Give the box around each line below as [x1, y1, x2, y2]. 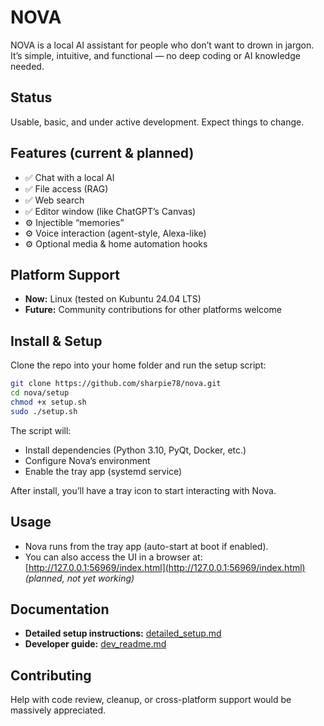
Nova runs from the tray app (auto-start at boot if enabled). [24, 540, 269, 552]
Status [10, 89, 53, 106]
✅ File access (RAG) [24, 182, 109, 195]
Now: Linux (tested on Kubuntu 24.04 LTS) [24, 293, 202, 305]
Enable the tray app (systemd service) [24, 465, 183, 477]
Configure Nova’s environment [24, 454, 151, 466]
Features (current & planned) [10, 145, 195, 162]
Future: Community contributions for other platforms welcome [24, 304, 282, 316]
